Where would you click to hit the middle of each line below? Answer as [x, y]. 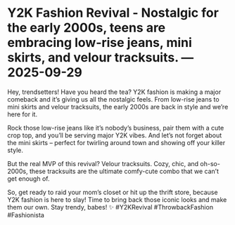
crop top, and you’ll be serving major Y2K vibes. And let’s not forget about [115, 135]
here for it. [22, 114]
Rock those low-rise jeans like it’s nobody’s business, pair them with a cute [116, 128]
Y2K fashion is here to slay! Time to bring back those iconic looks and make [117, 199]
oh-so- [210, 163]
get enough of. [28, 178]
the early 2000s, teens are [87, 28]
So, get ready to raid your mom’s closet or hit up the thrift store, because [113, 192]
